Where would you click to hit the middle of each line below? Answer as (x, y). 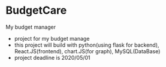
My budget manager (31, 27)
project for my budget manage (52, 38)
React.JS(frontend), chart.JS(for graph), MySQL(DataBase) (87, 51)
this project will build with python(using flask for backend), (87, 45)
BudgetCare (36, 10)
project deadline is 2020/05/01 (52, 57)
